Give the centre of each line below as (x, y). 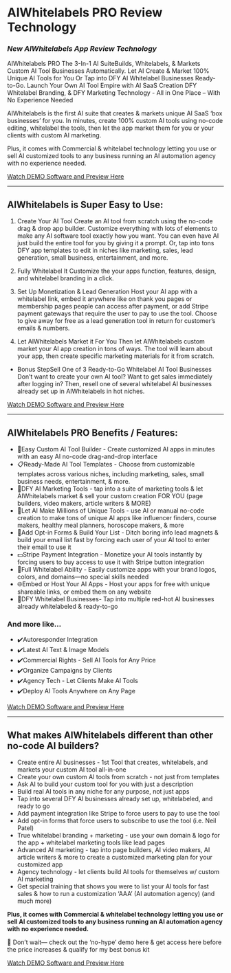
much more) (34, 901)
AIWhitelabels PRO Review (85, 13)
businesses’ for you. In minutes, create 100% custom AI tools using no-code (115, 121)
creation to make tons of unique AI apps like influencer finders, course (117, 518)
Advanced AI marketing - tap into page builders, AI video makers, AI (113, 850)
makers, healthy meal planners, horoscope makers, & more (100, 525)
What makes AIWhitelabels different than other (110, 735)
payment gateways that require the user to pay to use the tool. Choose (117, 313)
